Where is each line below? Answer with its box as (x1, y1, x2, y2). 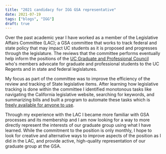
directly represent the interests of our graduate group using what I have (5, 122, 151, 128)
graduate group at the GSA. (5, 143, 61, 149)
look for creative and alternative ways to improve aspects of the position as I (5, 133, 161, 139)
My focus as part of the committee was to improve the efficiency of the (5, 76, 150, 82)
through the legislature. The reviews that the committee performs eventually (5, 51, 161, 56)
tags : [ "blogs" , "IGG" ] (5, 16, 55, 21)
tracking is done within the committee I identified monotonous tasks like (5, 86, 152, 92)
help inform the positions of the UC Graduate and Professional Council (5, 55, 149, 62)
